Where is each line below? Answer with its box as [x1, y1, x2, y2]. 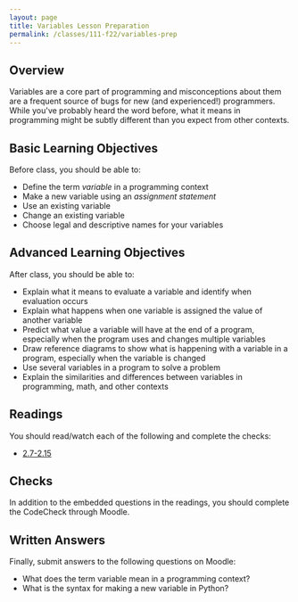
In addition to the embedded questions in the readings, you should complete [9, 497, 290, 508]
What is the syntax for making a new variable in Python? [21, 583, 229, 594]
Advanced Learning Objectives [9, 245, 186, 260]
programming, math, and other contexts [21, 381, 170, 392]
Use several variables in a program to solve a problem [21, 362, 221, 373]
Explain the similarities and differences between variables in [21, 371, 244, 382]
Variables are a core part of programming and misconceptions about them [9, 87, 282, 97]
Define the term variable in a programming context [21, 182, 210, 192]
